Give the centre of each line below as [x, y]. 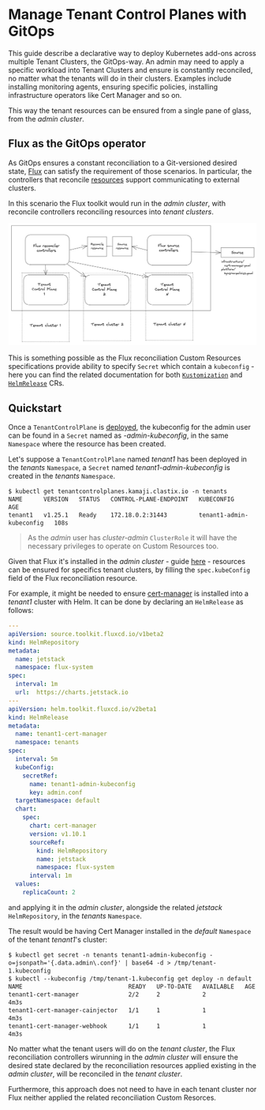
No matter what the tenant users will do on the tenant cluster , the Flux [122, 1048]
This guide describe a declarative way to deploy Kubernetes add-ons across [132, 53]
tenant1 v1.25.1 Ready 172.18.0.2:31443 [88, 515]
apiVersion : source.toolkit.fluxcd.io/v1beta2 [86, 634]
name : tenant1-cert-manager [62, 734]
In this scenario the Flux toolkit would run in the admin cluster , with [117, 203]
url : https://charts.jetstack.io [72, 693]
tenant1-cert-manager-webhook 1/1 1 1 [107, 1026]
